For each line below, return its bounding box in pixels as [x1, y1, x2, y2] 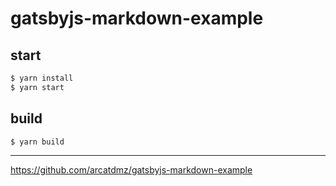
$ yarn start [10, 82, 65, 92]
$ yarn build [10, 137, 65, 147]
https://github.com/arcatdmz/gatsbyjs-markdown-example [10, 164, 253, 176]
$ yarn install [10, 73, 74, 83]
